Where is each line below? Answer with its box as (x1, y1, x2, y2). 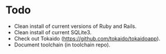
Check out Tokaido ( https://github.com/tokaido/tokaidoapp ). (14, 35, 161, 42)
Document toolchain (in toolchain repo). (14, 41, 111, 48)
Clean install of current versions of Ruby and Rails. (14, 23, 137, 30)
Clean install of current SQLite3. (14, 28, 92, 35)
